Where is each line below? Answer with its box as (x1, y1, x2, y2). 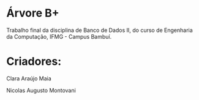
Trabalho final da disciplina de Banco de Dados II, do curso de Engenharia (6, 26, 193, 34)
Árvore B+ (6, 6, 59, 20)
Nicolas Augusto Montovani (6, 87, 77, 94)
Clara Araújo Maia (6, 74, 52, 82)
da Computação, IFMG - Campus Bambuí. (6, 33, 112, 40)
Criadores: (6, 55, 62, 69)
